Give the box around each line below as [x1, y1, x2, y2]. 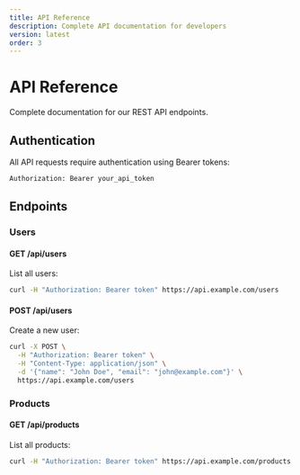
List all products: [9, 439, 71, 450]
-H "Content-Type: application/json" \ [17, 359, 167, 369]
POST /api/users [9, 305, 73, 316]
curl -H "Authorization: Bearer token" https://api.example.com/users [9, 285, 279, 295]
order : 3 [9, 38, 42, 48]
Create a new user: [9, 325, 80, 336]
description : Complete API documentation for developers [9, 22, 227, 31]
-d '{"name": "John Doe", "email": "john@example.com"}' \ [17, 368, 243, 377]
